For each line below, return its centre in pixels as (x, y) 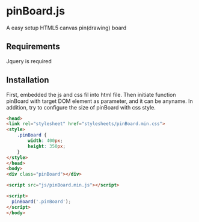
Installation (28, 80)
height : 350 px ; (47, 146)
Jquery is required (29, 61)
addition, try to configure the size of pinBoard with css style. (81, 107)
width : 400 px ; (45, 141)
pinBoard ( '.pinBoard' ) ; (41, 202)
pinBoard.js (35, 11)
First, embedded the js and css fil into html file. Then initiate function (91, 94)
